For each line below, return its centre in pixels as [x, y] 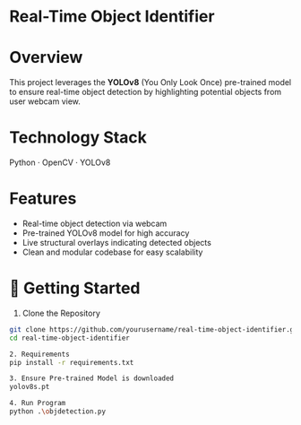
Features [43, 199]
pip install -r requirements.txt [72, 362]
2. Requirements [39, 354]
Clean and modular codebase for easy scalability [112, 252]
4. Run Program [38, 403]
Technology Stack [78, 138]
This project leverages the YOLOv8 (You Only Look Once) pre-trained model [150, 82]
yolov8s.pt [30, 387]
